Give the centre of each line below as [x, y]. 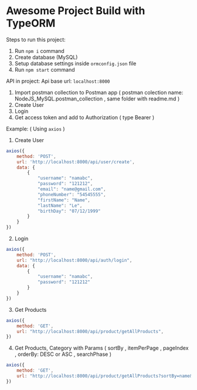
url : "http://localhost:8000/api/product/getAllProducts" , [90, 331]
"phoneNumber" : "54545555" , [72, 194]
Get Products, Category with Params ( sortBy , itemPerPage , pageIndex [101, 348]
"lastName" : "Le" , [60, 206]
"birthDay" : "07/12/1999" [69, 211]
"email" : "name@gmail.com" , [72, 189]
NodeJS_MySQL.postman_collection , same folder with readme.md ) [97, 99]
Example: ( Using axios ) [36, 129]
